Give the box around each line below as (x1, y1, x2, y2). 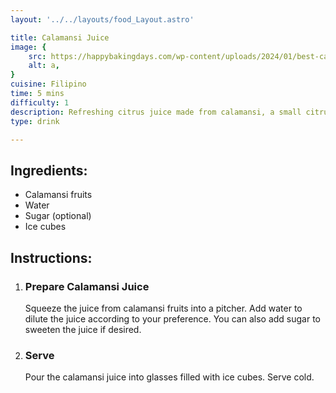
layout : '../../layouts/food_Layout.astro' (10, 14, 195, 25)
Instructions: (10, 249, 93, 266)
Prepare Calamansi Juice (24, 279, 150, 293)
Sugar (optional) (24, 210, 92, 222)
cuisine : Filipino (10, 79, 87, 90)
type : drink (10, 116, 60, 126)
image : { (10, 42, 47, 52)
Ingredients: (10, 162, 88, 179)
